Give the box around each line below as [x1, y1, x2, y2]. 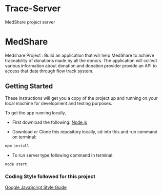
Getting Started [5, 82, 53, 90]
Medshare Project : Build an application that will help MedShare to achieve [5, 52, 155, 58]
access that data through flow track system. [5, 68, 94, 74]
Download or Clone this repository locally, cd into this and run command [12, 129, 158, 134]
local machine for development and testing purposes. [5, 100, 113, 106]
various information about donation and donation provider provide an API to [5, 63, 157, 68]
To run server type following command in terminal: [12, 152, 114, 158]
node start [5, 162, 27, 167]
